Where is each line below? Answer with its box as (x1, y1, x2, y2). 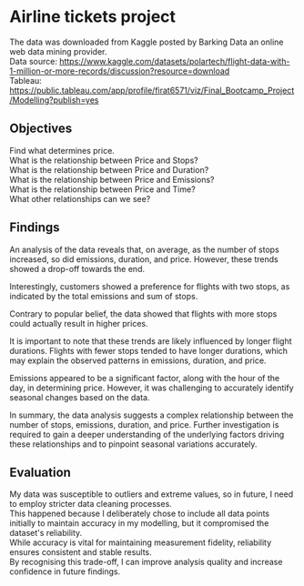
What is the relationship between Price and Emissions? (9, 174, 215, 185)
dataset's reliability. (9, 528, 83, 539)
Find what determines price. (9, 145, 116, 156)
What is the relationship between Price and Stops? (9, 155, 198, 166)
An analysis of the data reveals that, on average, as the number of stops (9, 244, 279, 255)
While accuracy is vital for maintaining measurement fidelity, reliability (9, 537, 272, 548)
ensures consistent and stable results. (9, 547, 152, 558)
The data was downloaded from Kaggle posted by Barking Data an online (9, 36, 284, 47)
